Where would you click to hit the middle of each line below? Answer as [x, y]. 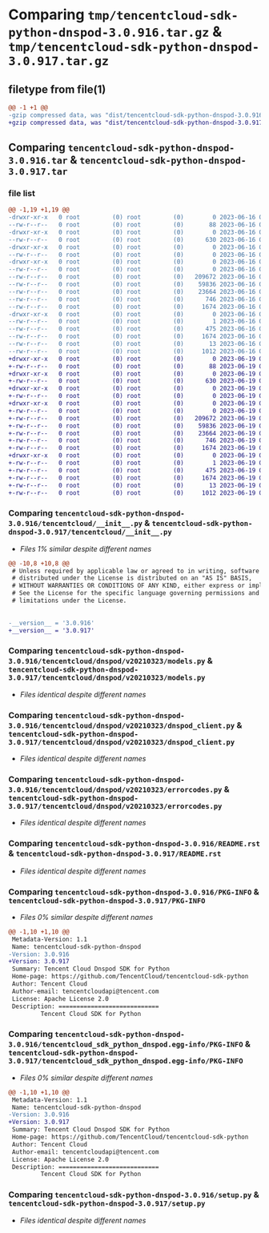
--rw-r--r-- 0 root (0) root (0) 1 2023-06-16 [132, 322]
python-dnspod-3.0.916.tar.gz [109, 33]
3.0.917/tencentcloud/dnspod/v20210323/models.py [107, 678]
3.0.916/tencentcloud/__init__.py [75, 524]
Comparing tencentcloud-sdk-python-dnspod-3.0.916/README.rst [134, 844]
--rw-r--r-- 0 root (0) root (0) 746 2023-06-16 [132, 299]
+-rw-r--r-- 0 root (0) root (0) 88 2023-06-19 [132, 366]
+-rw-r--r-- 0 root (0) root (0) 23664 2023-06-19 [132, 433]
